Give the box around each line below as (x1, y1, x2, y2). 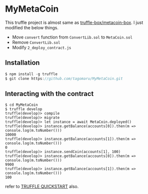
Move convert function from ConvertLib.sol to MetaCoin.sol (12, 34, 133, 40)
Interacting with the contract (5, 89, 94, 98)
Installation (5, 58, 40, 67)
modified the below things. (5, 24, 59, 30)
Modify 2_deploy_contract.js (12, 44, 72, 50)
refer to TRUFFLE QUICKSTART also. (5, 184, 79, 190)
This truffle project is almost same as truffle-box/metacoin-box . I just (5, 19, 144, 25)
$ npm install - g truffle (5, 72, 57, 77)
